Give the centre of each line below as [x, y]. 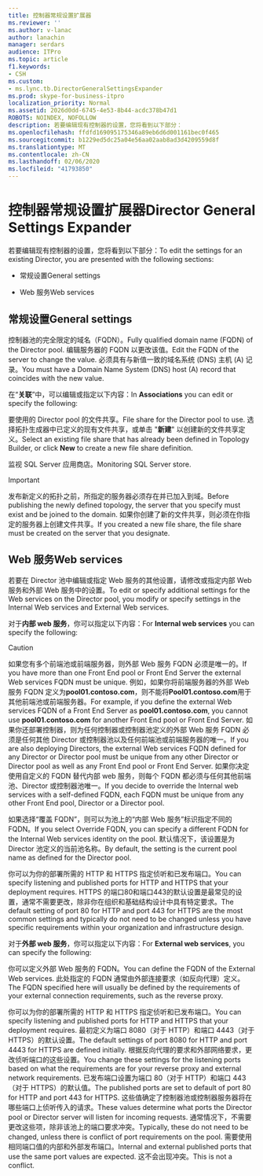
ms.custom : [26, 81]
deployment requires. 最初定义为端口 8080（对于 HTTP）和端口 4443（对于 [131, 1030]
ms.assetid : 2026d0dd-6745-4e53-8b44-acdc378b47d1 [93, 111]
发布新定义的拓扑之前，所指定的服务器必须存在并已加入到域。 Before [119, 496]
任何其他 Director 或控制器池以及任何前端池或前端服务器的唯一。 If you [135, 739]
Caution [21, 647]
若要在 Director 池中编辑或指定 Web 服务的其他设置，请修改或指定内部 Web [130, 580]
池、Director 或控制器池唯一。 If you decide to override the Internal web [123, 785]
